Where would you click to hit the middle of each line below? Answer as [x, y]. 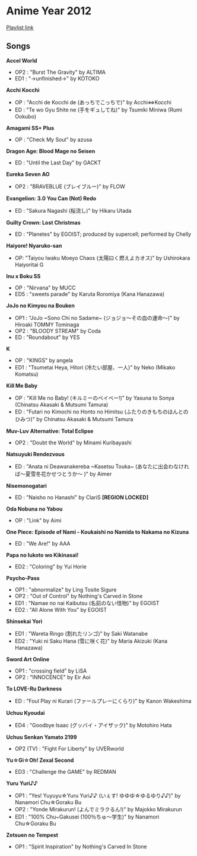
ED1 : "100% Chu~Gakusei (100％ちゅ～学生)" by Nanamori [87, 817]
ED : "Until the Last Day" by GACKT [58, 163]
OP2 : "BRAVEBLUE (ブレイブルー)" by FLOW [70, 186]
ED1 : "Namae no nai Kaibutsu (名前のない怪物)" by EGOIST [87, 603]
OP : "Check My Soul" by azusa [53, 139]
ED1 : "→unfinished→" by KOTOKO [57, 78]
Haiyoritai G [29, 264]
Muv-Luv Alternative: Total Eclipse [50, 431]
